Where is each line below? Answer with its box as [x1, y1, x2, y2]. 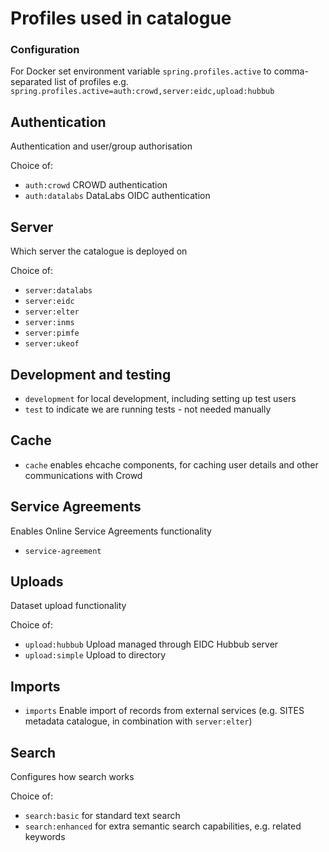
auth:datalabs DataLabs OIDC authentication [24, 190, 211, 202]
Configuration [10, 43, 80, 57]
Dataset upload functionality [10, 600, 127, 612]
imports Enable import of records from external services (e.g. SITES [24, 705, 305, 717]
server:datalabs [24, 286, 93, 296]
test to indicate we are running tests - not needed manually [24, 403, 272, 415]
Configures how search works [10, 770, 135, 782]
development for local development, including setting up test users [24, 392, 297, 404]
